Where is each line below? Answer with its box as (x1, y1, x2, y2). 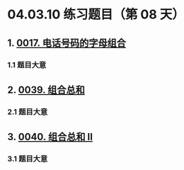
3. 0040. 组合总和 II (7, 131, 93, 143)
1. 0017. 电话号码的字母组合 (7, 37, 126, 49)
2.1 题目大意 (7, 107, 48, 117)
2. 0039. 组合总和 (7, 84, 85, 96)
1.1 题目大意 (7, 59, 47, 69)
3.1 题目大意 (7, 154, 48, 164)
